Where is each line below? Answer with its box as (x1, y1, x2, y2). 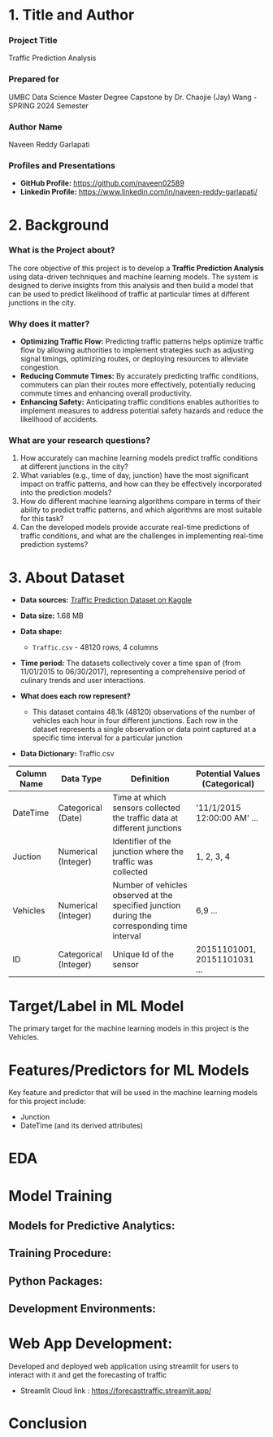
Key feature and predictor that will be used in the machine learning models (8, 1088, 258, 1097)
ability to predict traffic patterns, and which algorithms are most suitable (19, 505, 262, 515)
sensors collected (112, 802, 181, 813)
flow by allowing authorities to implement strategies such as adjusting (19, 345, 254, 355)
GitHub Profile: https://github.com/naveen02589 (19, 178, 184, 188)
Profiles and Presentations (8, 160, 116, 171)
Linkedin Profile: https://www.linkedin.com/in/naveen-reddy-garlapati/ (19, 187, 258, 197)
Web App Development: (8, 1334, 173, 1353)
